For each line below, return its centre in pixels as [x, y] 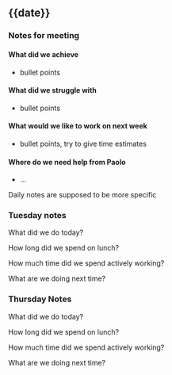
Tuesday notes [38, 216]
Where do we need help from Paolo [67, 162]
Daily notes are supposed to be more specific [82, 195]
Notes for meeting [44, 36]
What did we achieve [44, 54]
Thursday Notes [40, 299]
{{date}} [29, 13]
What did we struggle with [53, 90]
